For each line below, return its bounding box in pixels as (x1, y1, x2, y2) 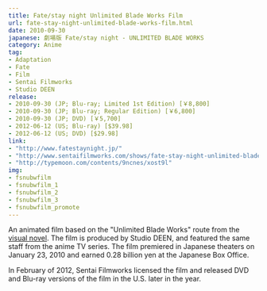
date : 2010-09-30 (8, 26, 66, 34)
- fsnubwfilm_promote (8, 203, 80, 211)
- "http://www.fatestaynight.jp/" (8, 144, 123, 152)
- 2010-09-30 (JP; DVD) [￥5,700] (8, 115, 122, 123)
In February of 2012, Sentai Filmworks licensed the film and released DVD (8, 266, 250, 275)
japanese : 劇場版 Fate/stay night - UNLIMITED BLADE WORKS (8, 33, 204, 42)
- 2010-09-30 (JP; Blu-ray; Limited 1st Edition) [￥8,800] (8, 100, 211, 108)
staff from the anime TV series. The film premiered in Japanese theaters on (8, 242, 255, 251)
